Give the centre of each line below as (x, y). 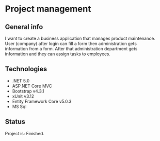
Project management (48, 9)
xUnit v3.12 (23, 96)
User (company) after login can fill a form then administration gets (71, 44)
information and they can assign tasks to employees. (58, 54)
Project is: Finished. (25, 133)
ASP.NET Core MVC (32, 86)
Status (15, 122)
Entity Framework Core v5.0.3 (42, 101)
